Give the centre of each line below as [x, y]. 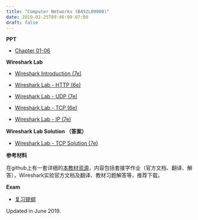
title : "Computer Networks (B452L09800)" [58, 12]
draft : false [22, 22]
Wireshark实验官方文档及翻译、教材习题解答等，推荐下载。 [91, 175]
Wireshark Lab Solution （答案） [47, 132]
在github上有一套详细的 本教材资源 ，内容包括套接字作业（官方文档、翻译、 [97, 168]
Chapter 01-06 [33, 51]
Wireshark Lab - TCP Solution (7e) [56, 143]
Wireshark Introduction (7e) [48, 74]
